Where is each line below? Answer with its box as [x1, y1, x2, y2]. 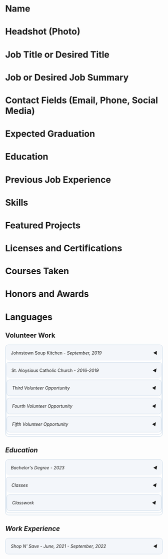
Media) [5, 105, 35, 117]
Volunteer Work [5, 331, 55, 340]
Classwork [12, 500, 34, 506]
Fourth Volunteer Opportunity [12, 403, 72, 409]
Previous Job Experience [5, 174, 111, 185]
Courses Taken [5, 266, 69, 277]
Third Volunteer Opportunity [12, 385, 70, 391]
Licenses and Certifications [5, 243, 122, 254]
